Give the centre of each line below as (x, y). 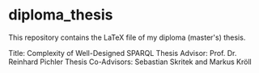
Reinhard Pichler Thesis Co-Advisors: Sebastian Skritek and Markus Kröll (130, 62)
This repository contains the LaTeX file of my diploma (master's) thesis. (127, 37)
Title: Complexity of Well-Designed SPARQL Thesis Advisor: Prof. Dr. (123, 53)
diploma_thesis (61, 15)
